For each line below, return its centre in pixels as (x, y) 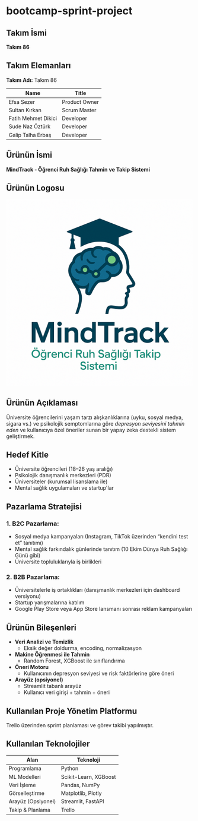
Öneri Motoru (32, 667)
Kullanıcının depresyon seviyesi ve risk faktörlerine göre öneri (99, 673)
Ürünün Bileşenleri (41, 627)
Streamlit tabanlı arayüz (52, 686)
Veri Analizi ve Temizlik (44, 642)
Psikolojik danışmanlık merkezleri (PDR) (63, 476)
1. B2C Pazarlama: (33, 524)
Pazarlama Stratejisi (44, 507)
